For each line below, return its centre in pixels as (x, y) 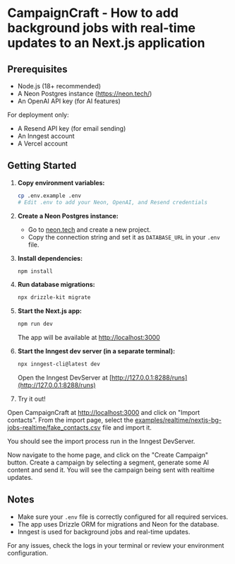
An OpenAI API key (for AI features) (69, 101)
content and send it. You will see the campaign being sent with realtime (111, 470)
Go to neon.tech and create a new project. (90, 229)
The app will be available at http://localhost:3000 (89, 338)
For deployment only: (38, 115)
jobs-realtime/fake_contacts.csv (54, 428)
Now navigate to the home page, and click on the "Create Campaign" (108, 455)
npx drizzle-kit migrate (54, 298)
